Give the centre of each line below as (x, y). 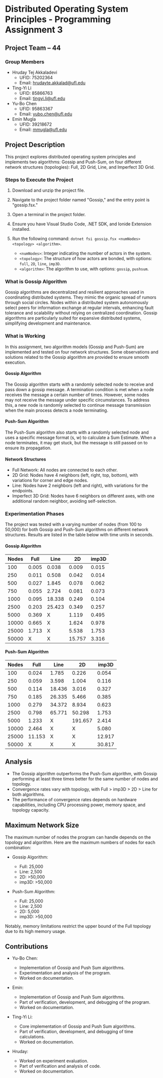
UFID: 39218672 (36, 124)
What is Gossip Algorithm (36, 281)
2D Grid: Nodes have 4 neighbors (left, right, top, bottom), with (75, 475)
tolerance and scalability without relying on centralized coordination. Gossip (81, 313)
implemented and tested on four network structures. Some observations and (82, 352)
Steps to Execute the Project (39, 179)
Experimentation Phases (35, 514)
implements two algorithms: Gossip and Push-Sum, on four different (73, 162)
